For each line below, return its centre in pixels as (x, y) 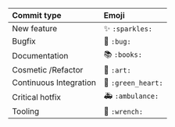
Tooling (26, 111)
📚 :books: (123, 54)
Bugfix (24, 41)
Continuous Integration (54, 83)
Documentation (40, 55)
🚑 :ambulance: (131, 95)
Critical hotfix (36, 97)
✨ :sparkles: (128, 28)
